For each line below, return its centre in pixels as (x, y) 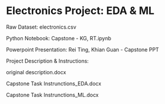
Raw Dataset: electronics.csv (41, 27)
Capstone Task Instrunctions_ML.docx (52, 95)
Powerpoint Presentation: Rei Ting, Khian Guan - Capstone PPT (83, 49)
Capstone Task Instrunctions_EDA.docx (54, 84)
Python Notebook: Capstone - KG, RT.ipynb (59, 38)
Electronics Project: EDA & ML (80, 11)
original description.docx (36, 72)
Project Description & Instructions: (48, 61)
